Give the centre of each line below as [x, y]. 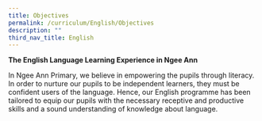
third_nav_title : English [51, 38]
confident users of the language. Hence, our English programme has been [130, 93]
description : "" [35, 30]
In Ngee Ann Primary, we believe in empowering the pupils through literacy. [131, 75]
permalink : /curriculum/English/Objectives [81, 23]
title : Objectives [39, 15]
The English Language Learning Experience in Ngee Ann [103, 60]
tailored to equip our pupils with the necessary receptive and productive [126, 100]
